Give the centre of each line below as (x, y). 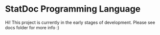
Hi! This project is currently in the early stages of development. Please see (80, 22)
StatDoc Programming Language (73, 9)
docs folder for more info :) (32, 27)
